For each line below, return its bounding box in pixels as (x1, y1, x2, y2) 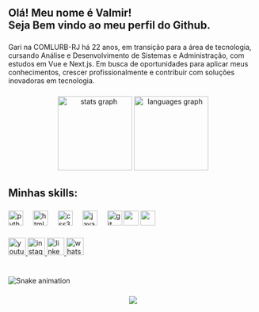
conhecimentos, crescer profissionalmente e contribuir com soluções (8, 67, 235, 78)
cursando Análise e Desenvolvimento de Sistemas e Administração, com (8, 51, 245, 60)
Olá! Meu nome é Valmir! (8, 6, 132, 20)
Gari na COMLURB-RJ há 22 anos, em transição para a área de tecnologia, (8, 43, 252, 52)
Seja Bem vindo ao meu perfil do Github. (8, 19, 211, 32)
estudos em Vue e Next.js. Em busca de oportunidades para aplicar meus (8, 59, 249, 69)
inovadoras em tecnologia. (8, 76, 95, 86)
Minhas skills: (8, 186, 78, 200)
